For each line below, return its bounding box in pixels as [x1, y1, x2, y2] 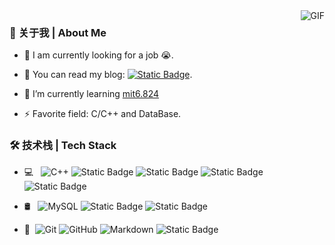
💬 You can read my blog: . [23, 69, 193, 81]
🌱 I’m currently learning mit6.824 [23, 88, 160, 100]
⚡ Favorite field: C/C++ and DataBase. [23, 108, 182, 120]
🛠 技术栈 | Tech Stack [9, 139, 117, 153]
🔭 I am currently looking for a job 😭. [23, 49, 174, 61]
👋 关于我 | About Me [9, 25, 107, 39]
